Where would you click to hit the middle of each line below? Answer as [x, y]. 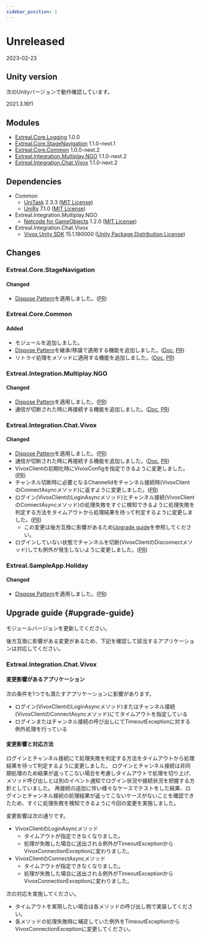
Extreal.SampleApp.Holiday [47, 565]
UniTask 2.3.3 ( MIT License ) [59, 202]
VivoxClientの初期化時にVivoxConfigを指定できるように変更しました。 [101, 468]
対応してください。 [40, 648]
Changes [23, 253]
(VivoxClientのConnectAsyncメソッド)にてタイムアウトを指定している [101, 714]
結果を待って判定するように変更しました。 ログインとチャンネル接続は [93, 766]
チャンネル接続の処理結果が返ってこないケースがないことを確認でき [110, 796]
